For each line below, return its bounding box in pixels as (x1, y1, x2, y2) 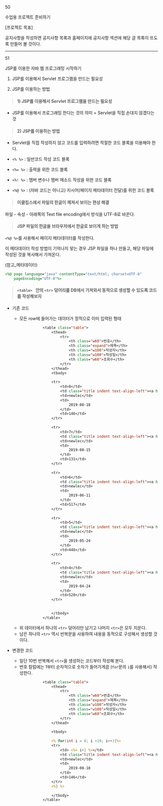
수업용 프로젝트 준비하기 (5, 14, 51, 20)
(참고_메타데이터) (5, 262, 38, 268)
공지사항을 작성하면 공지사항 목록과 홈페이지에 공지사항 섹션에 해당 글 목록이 (5, 35, 149, 40)
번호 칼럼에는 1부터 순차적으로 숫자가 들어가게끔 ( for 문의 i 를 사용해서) (19, 664, 152, 669)
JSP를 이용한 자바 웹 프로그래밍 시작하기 (5, 65, 81, 71)
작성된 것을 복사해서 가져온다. (5, 251, 61, 257)
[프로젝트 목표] (5, 24, 33, 30)
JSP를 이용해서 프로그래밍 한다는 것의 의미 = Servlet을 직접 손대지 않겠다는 (12, 110, 155, 116)
